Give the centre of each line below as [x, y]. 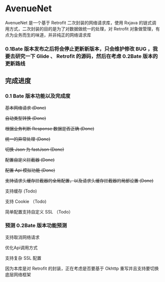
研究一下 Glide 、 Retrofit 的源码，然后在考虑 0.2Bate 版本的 [86, 56]
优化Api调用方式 [21, 247]
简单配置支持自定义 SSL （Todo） [39, 211]
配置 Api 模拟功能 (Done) [30, 170]
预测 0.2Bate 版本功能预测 [36, 226]
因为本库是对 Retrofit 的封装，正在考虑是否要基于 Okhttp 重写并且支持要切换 [82, 268]
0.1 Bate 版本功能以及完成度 [38, 96]
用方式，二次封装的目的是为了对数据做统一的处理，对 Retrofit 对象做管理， [81, 29]
